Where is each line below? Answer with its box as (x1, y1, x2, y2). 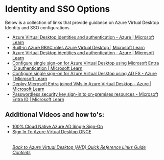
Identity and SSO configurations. (5, 24, 71, 30)
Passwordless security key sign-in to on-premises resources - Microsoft (12, 91, 158, 97)
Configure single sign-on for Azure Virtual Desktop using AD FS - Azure (12, 70, 157, 76)
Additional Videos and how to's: (5, 111, 104, 119)
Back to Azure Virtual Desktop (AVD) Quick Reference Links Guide (12, 144, 146, 150)
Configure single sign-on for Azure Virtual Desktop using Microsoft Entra (12, 60, 159, 66)
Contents (12, 149, 31, 155)
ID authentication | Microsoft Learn (12, 65, 83, 71)
